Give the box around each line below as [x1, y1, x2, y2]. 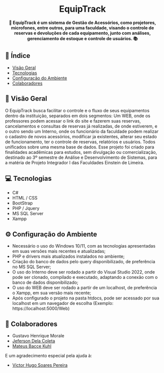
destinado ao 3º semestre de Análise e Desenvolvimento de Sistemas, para [5, 154, 157, 160]
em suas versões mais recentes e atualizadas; [12, 249, 106, 254]
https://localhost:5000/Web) [12, 305, 70, 312]
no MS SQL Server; [12, 264, 52, 270]
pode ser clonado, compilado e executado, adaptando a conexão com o [12, 274, 158, 280]
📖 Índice [5, 51, 30, 60]
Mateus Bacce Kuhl [12, 343, 52, 349]
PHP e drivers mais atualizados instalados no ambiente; [12, 253, 125, 259]
